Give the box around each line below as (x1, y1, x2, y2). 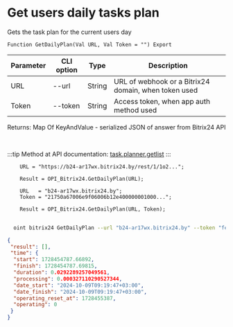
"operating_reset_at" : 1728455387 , (13, 294, 116, 302)
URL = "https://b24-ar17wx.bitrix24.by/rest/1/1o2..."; (19, 163, 185, 170)
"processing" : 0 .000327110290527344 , (13, 275, 123, 282)
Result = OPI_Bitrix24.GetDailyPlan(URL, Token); (19, 206, 166, 213)
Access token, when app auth (114, 96, 210, 106)
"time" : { (10, 249, 39, 257)
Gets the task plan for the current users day (7, 28, 132, 36)
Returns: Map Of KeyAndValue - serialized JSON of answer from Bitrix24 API (7, 123, 226, 131)
